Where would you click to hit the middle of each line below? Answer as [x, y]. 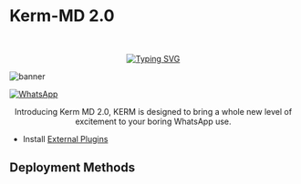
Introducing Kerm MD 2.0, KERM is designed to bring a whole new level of [153, 111]
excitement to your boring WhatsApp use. [153, 121]
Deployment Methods [72, 168]
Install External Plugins [65, 138]
